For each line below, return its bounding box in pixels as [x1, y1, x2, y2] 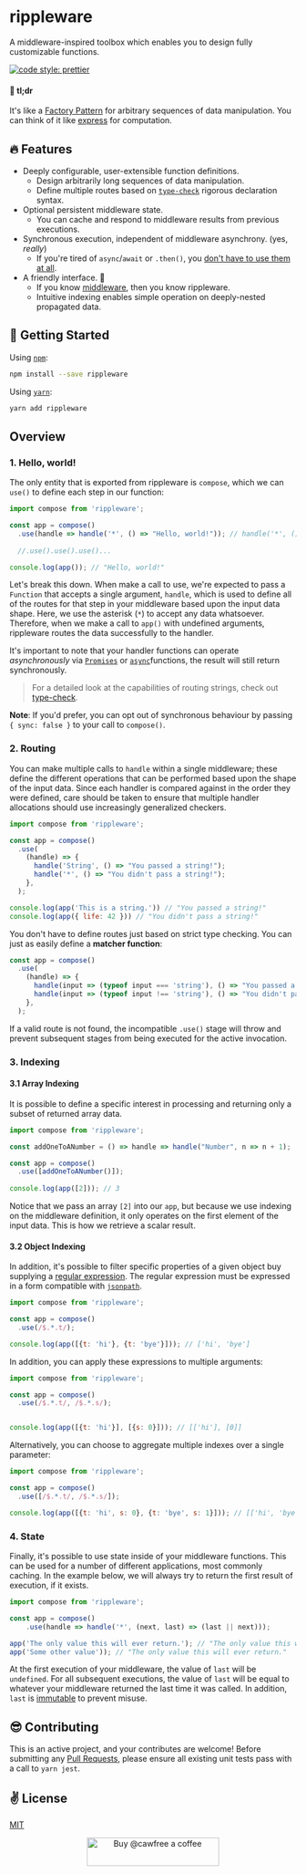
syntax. [36, 194, 65, 205]
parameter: [9, 1449, 52, 1461]
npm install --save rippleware [9, 370, 128, 379]
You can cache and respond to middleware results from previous [36, 214, 280, 224]
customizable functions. [9, 46, 100, 57]
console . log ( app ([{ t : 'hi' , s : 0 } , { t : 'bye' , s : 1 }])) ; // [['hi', [9, 1508, 275, 1517]
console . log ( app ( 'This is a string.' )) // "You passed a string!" [9, 903, 267, 912]
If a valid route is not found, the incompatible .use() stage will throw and [9, 1023, 282, 1034]
